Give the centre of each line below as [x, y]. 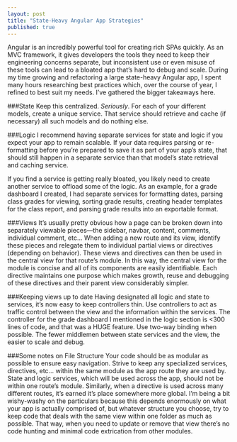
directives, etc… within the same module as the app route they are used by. [117, 371]
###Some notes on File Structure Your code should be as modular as [108, 356]
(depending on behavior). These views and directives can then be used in [115, 253]
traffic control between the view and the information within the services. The [119, 312]
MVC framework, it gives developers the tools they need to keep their [109, 55]
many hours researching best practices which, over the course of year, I [112, 85]
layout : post [27, 14]
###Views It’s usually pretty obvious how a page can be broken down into [115, 223]
